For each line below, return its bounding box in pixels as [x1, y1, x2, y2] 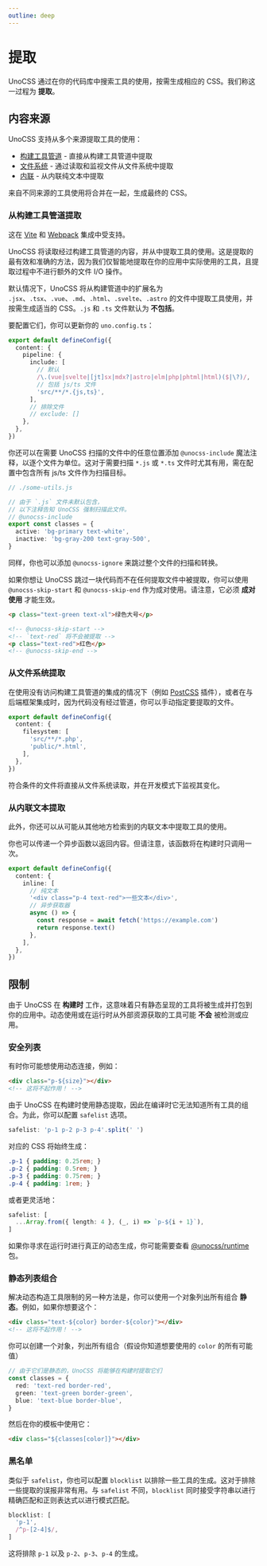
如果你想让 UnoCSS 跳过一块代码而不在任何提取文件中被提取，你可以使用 [8, 574, 249, 584]
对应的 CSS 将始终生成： [8, 1141, 90, 1151]
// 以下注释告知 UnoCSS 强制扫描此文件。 [8, 505, 131, 514]
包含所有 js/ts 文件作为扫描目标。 [21, 468, 131, 477]
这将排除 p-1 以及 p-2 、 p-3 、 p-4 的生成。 [8, 1548, 143, 1558]
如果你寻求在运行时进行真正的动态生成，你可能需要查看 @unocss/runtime [8, 1241, 250, 1251]
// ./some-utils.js [8, 484, 73, 491]
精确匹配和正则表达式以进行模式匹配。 [8, 1495, 133, 1505]
